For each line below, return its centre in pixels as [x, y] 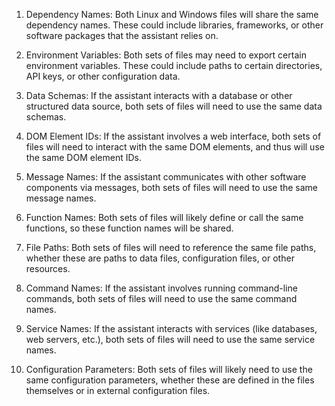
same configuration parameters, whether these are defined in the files [170, 380]
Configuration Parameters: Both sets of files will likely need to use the [169, 369]
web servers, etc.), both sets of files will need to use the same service [170, 339]
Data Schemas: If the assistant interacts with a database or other [159, 95]
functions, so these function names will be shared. [129, 228]
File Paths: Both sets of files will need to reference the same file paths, [171, 247]
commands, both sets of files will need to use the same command [161, 298]
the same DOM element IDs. [83, 157]
